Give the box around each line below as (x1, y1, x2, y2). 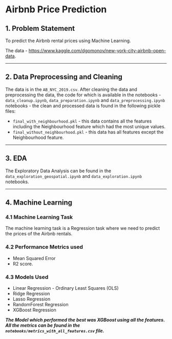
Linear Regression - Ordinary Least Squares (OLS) (12, 285, 119, 291)
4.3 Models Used (5, 273, 49, 281)
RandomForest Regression (12, 301, 69, 307)
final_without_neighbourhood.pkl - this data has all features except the (12, 129, 164, 135)
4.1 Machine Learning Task (5, 213, 73, 221)
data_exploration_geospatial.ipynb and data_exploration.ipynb (5, 173, 142, 179)
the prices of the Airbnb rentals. (5, 231, 73, 237)
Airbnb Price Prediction (5, 4, 107, 15)
